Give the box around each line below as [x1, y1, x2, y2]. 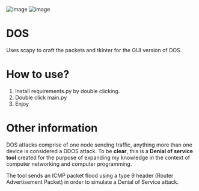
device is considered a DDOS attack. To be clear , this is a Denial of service [6, 147, 194, 154]
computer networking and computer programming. [6, 160, 132, 168]
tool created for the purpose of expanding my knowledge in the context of [6, 154, 191, 161]
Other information [6, 121, 98, 135]
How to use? [6, 68, 70, 81]
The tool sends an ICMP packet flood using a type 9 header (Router [6, 172, 174, 179]
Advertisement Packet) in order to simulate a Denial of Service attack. [6, 178, 179, 186]
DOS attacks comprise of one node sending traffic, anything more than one [6, 141, 192, 148]
